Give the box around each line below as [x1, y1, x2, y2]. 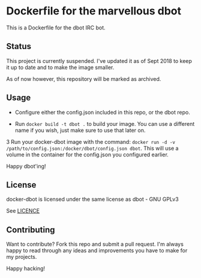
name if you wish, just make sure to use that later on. [14, 126, 146, 134]
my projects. [6, 253, 37, 261]
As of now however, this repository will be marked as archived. [6, 75, 161, 82]
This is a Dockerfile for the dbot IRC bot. [6, 24, 106, 31]
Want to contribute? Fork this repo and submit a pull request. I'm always [6, 241, 184, 248]
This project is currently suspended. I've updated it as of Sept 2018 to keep [6, 57, 192, 64]
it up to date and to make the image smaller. [6, 64, 115, 71]
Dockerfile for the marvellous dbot [6, 4, 182, 18]
